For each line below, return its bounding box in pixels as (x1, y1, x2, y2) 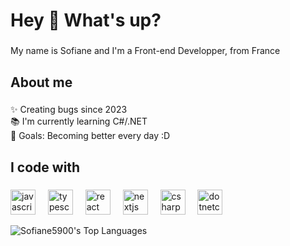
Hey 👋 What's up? (10, 9, 162, 32)
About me (10, 74, 73, 91)
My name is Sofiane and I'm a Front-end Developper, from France (10, 45, 281, 57)
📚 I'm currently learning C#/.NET (10, 115, 148, 128)
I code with (10, 159, 81, 176)
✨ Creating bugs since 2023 (10, 104, 128, 116)
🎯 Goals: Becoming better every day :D (10, 130, 171, 142)
